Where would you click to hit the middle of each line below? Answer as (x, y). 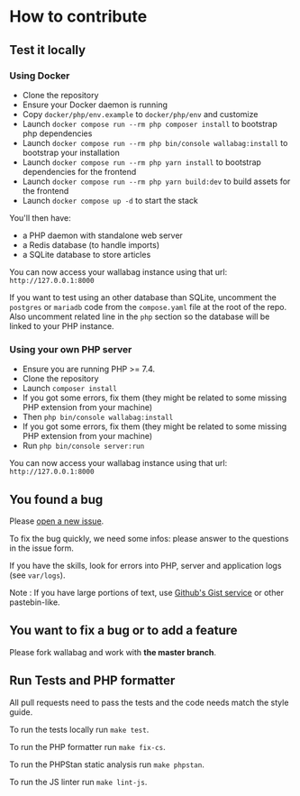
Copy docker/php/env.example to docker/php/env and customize (140, 114)
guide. (21, 712)
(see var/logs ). (37, 575)
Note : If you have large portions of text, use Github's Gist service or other (146, 592)
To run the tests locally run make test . (79, 729)
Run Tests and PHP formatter (92, 681)
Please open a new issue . (57, 521)
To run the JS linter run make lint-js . (78, 782)
